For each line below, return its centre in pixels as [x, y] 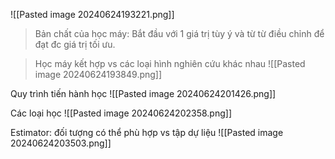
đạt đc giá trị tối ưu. [75, 44]
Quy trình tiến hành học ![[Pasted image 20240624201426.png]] [143, 93]
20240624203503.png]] [61, 143]
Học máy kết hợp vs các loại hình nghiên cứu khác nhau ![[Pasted [170, 63]
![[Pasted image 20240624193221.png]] [92, 14]
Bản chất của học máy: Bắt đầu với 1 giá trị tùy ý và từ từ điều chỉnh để [179, 33]
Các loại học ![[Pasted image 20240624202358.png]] [121, 113]
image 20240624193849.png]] [98, 74]
